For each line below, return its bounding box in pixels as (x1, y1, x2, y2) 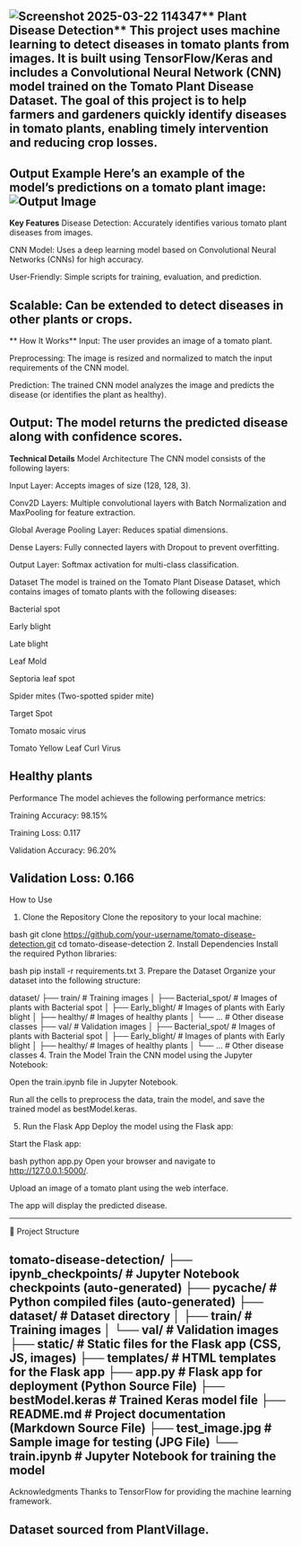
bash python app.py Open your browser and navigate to (9, 1155, 216, 1167)
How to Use (9, 894, 53, 905)
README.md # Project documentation (9, 1406, 227, 1421)
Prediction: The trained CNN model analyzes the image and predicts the (9, 380, 275, 391)
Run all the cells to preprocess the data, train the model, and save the (9, 1094, 266, 1105)
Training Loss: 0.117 (9, 827, 81, 838)
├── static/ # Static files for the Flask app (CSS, (9, 1336, 282, 1351)
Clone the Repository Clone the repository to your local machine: (21, 912, 262, 923)
